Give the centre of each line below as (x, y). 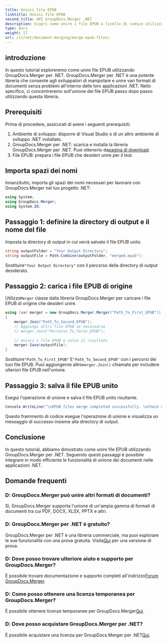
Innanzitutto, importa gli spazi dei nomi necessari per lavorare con (73, 183)
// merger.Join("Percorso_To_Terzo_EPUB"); (60, 331)
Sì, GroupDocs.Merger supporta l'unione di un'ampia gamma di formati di (80, 506)
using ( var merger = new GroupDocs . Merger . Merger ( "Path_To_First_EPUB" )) (83, 313)
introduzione (25, 58)
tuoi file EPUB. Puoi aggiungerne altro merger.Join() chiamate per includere (82, 364)
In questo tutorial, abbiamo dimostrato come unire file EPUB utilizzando (78, 449)
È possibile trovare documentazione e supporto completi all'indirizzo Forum (82, 576)
